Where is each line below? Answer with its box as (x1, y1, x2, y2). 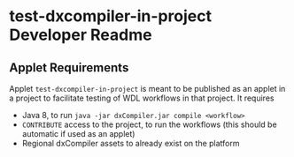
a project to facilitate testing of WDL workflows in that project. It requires (9, 93, 275, 103)
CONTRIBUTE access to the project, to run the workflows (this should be (21, 119, 277, 130)
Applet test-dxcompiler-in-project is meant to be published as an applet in (9, 84, 286, 93)
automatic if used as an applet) (21, 129, 135, 138)
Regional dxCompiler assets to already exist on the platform (21, 138, 240, 148)
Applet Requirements (9, 60, 129, 75)
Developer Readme (9, 25, 152, 45)
